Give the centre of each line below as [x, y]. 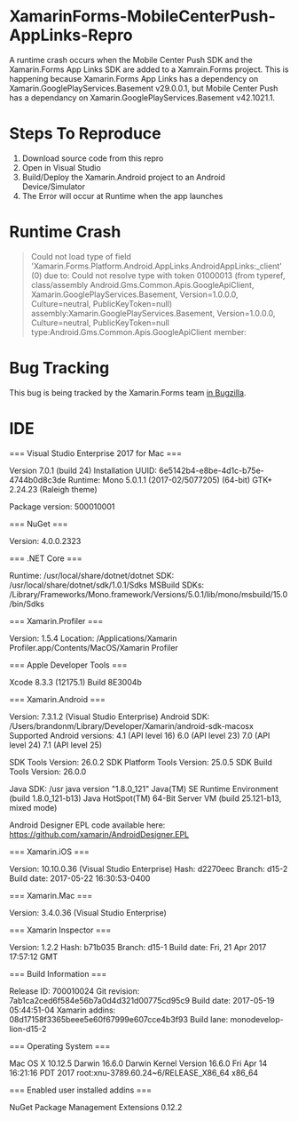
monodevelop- [257, 1019]
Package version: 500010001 [62, 506]
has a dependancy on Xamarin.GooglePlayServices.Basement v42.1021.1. [142, 97]
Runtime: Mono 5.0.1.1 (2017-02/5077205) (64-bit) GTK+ [170, 480]
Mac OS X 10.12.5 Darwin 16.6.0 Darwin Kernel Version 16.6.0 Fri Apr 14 [138, 1063]
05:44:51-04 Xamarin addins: [63, 1010]
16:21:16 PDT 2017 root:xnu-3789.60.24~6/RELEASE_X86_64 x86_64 [134, 1072]
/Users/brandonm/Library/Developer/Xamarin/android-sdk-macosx [132, 725]
